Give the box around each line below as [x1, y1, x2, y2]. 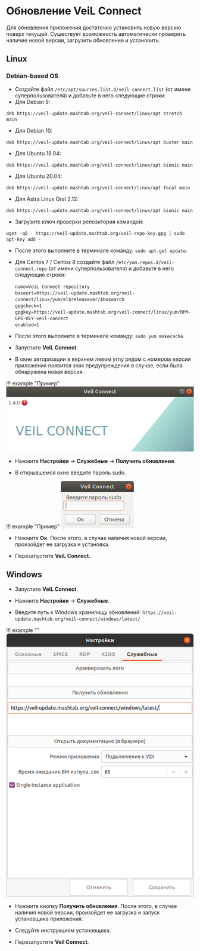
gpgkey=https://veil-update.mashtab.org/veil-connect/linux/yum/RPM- [14, 309, 192, 315]
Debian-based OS [6, 72, 59, 80]
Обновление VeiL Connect [6, 4, 142, 18]
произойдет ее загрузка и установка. [14, 541, 110, 548]
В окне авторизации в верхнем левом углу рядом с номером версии [14, 355, 191, 363]
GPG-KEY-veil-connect [14, 315, 68, 321]
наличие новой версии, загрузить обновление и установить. [6, 36, 161, 44]
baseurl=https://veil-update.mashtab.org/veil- [14, 290, 135, 296]
